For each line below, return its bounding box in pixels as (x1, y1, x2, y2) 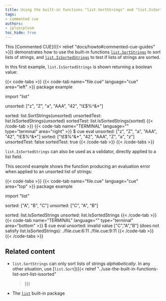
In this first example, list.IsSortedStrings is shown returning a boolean (5, 64, 152, 70)
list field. (5, 154, 23, 160)
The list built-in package (12, 290, 65, 296)
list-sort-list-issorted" (12, 271, 57, 277)
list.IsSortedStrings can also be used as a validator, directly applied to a (5, 149, 157, 154)
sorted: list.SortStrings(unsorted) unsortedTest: (5, 113, 102, 119)
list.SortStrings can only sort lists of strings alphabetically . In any (12, 260, 151, 266)
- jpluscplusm (5, 26, 35, 31)
